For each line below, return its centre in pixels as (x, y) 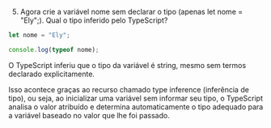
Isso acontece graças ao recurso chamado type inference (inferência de (129, 89)
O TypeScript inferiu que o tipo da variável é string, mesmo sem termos (127, 65)
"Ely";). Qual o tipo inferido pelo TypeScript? (94, 20)
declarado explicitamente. (52, 74)
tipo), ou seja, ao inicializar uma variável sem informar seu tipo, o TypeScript (135, 98)
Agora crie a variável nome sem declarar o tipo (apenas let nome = (131, 12)
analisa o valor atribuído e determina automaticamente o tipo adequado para (136, 107)
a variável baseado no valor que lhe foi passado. (89, 115)
